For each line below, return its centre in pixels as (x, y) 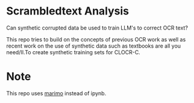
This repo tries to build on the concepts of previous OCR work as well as (96, 39)
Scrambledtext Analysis (68, 11)
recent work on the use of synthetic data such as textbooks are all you (94, 46)
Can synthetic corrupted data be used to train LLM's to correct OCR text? (97, 28)
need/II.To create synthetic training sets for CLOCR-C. (73, 52)
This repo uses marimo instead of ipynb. (56, 93)
